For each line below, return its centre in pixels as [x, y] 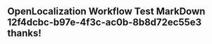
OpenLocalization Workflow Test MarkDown [106, 12]
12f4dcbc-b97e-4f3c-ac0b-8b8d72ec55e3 [105, 23]
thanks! [25, 33]
